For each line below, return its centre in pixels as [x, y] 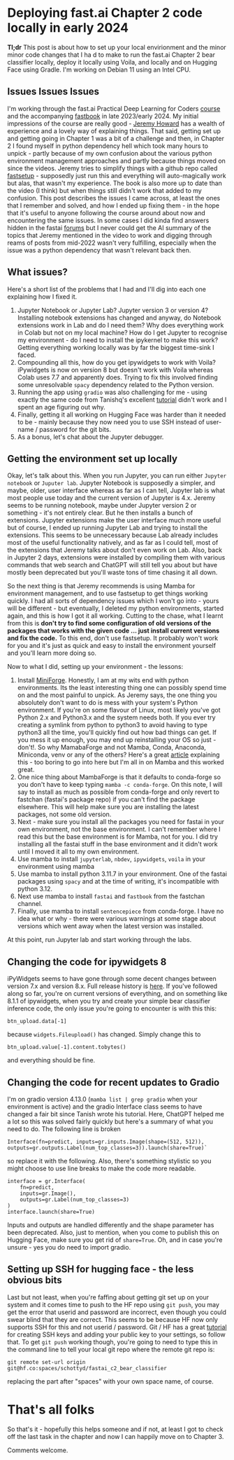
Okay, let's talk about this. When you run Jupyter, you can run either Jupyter [117, 475]
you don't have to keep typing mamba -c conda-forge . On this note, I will [120, 785]
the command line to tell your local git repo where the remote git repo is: [111, 1349]
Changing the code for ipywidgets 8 [87, 962]
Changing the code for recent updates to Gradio [114, 1082]
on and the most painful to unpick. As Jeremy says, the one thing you [117, 695]
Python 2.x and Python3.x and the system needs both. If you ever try [116, 717]
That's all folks [51, 1410]
